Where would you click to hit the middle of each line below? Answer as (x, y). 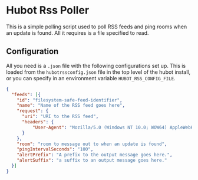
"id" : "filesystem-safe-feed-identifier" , (70, 100)
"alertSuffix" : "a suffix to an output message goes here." (92, 161)
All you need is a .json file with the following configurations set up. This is (96, 66)
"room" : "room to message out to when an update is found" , (92, 144)
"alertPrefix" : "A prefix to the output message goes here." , (95, 155)
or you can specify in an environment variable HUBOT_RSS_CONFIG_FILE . (91, 78)
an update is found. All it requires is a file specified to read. (77, 32)
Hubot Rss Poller (48, 10)
